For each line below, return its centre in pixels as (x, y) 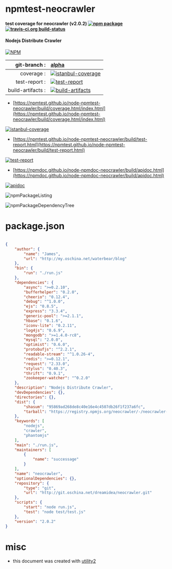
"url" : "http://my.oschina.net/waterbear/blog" (75, 259)
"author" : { (27, 249)
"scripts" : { (28, 502)
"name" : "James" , (42, 254)
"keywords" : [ (29, 421)
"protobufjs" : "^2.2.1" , (50, 350)
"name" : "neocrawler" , (39, 473)
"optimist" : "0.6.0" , (47, 345)
